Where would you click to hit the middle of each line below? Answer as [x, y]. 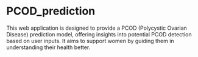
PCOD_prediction [51, 11]
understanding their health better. [48, 47]
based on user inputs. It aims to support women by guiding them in [90, 41]
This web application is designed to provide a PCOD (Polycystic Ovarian [97, 28]
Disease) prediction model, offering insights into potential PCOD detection [99, 34]
